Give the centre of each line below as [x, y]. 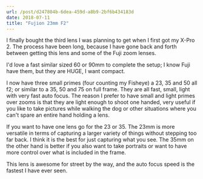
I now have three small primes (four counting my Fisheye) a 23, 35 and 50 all [102, 83]
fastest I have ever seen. [37, 171]
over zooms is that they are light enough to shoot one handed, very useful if [101, 102]
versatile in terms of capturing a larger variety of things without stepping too [101, 133]
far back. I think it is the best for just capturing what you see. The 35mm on [100, 140]
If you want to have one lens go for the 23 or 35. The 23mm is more [91, 127]
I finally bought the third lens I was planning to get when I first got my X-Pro [101, 41]
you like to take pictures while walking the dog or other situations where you [101, 109]
